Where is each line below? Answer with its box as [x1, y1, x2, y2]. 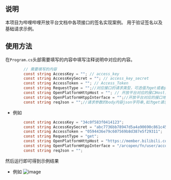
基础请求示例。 [5, 25, 37, 32]
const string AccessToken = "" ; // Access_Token [23, 81, 129, 86]
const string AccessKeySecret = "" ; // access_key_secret [23, 76, 149, 81]
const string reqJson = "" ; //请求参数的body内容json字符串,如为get [23, 100, 160, 105]
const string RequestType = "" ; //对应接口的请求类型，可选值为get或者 [23, 85, 164, 91]
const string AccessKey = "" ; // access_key [23, 71, 120, 76]
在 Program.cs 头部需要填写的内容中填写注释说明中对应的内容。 [5, 56, 135, 63]
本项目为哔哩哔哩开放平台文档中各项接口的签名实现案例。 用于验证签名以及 [5, 19, 163, 25]
